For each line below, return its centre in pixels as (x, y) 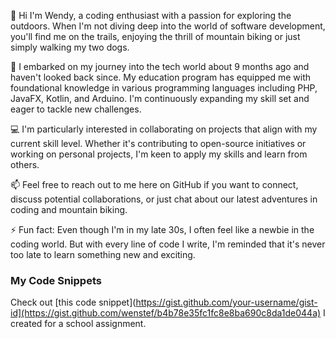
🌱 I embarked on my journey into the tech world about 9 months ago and (160, 66)
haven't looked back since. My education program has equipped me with (161, 77)
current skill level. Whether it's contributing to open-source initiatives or (158, 143)
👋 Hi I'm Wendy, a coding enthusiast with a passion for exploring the (151, 15)
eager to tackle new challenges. (76, 109)
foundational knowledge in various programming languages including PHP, (164, 88)
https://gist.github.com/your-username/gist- (226, 302)
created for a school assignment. (78, 324)
